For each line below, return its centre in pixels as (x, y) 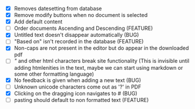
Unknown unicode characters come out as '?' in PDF (78, 87)
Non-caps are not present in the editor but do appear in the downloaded (101, 48)
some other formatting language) (54, 74)
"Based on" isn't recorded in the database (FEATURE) (79, 42)
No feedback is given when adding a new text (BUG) (78, 80)
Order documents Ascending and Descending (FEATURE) (83, 28)
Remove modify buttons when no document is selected (81, 15)
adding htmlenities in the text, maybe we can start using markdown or (98, 67)
